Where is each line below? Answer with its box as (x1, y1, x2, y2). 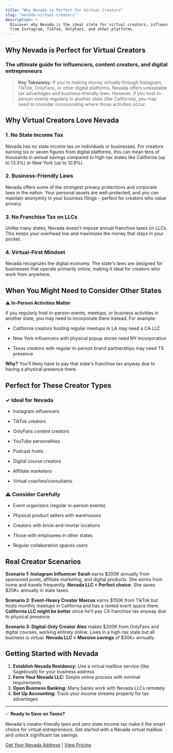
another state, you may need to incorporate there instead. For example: (5, 315, 157, 321)
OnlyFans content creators (12, 428, 70, 434)
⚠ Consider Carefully (5, 491, 61, 498)
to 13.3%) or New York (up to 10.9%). (5, 159, 84, 166)
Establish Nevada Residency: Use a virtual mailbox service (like (12, 663, 149, 669)
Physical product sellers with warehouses (12, 512, 101, 518)
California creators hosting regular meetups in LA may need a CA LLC (12, 325, 161, 332)
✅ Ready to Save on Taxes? (5, 710, 65, 716)
